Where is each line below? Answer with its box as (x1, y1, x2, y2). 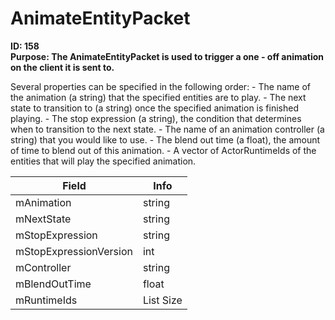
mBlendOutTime (15, 277, 92, 291)
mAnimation (15, 195, 72, 209)
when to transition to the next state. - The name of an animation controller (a (10, 123, 325, 135)
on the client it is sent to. (10, 61, 115, 73)
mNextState (15, 212, 72, 226)
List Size (142, 293, 183, 307)
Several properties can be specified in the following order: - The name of (10, 80, 311, 92)
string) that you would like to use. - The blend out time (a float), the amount (10, 133, 321, 146)
